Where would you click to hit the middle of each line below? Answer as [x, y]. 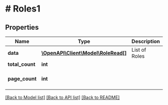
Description [146, 41]
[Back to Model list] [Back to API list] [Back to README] [62, 97]
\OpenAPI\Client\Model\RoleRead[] [84, 53]
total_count [21, 64]
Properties [22, 27]
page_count [22, 79]
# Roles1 [23, 9]
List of [139, 50]
